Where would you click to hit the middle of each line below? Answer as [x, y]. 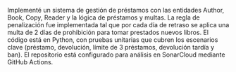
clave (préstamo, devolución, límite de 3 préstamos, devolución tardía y [111, 47]
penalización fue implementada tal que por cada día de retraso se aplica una [118, 25]
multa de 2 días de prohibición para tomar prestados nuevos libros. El [108, 32]
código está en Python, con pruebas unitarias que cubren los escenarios [113, 40]
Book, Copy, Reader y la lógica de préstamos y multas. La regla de [104, 17]
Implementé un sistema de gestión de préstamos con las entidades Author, [116, 10]
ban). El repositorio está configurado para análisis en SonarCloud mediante [116, 55]
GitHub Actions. [30, 62]
